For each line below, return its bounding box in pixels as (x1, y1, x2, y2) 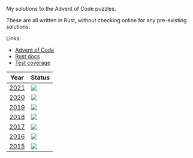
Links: (6, 35, 21, 41)
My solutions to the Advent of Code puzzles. (6, 5, 116, 12)
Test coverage (14, 59, 51, 66)
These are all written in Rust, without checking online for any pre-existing (6, 17, 187, 23)
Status (31, 73, 50, 82)
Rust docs (14, 53, 40, 59)
